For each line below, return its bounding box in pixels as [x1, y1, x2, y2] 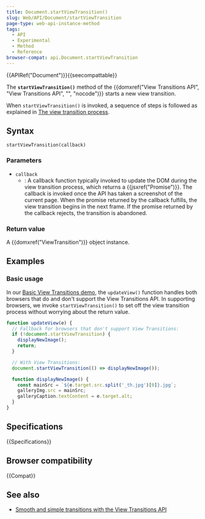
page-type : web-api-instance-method [6, 20, 100, 26]
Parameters [6, 156, 42, 165]
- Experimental [12, 37, 51, 44]
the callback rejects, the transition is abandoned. [24, 209, 147, 216]
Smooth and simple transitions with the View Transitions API [15, 506, 167, 513]
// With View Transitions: [12, 359, 81, 365]
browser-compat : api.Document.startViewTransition [6, 55, 138, 61]
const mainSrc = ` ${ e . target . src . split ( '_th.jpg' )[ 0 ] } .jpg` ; [17, 382, 177, 388]
